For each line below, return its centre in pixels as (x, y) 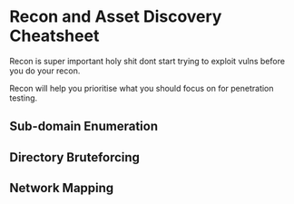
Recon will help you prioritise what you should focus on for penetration (142, 88)
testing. (24, 98)
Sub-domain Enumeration (84, 126)
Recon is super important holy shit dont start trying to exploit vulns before (147, 61)
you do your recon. (45, 71)
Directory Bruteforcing (75, 157)
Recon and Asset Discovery (116, 17)
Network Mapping (62, 188)
